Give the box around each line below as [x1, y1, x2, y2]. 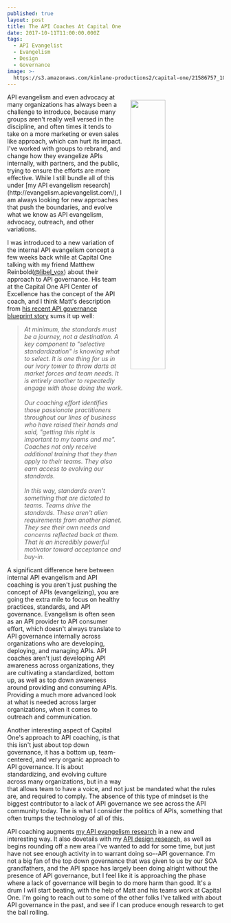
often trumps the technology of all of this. [7, 814, 125, 822]
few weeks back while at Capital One [7, 253, 112, 262]
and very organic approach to [35, 755, 120, 764]
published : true [7, 10, 54, 17]
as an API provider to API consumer [7, 617, 108, 625]
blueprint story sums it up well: [7, 312, 95, 320]
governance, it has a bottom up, [7, 748, 98, 757]
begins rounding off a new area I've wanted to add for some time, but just [7, 842, 215, 851]
